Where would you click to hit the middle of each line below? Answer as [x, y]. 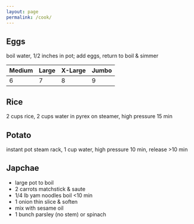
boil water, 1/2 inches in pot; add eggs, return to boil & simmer [82, 56]
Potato [19, 135]
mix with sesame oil [39, 208]
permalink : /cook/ [29, 17]
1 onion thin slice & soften [46, 201]
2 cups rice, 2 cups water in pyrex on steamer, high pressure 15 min [90, 116]
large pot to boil [34, 182]
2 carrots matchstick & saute [50, 189]
